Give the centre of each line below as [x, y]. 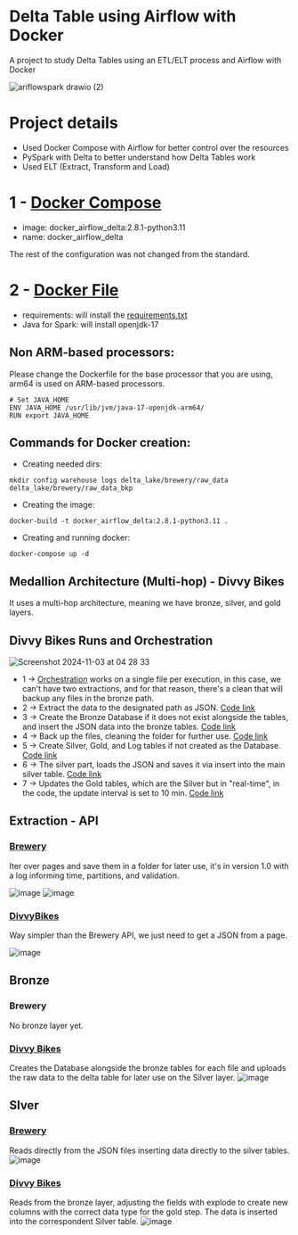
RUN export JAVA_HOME [49, 415]
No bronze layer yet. [47, 1025]
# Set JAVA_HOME [39, 400]
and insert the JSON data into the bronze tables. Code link [129, 726]
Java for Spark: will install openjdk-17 [90, 324]
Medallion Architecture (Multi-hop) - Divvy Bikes [147, 581]
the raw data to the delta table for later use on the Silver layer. [122, 1077]
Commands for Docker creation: [100, 442]
